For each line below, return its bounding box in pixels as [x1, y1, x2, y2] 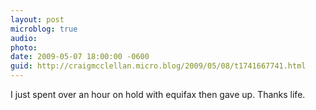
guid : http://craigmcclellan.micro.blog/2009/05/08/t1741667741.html [10, 61, 307, 71]
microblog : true [10, 24, 78, 34]
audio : [10, 33, 38, 43]
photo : [10, 42, 38, 53]
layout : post [10, 14, 65, 25]
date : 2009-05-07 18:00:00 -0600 [10, 52, 150, 62]
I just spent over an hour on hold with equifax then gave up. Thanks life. [10, 89, 306, 100]
